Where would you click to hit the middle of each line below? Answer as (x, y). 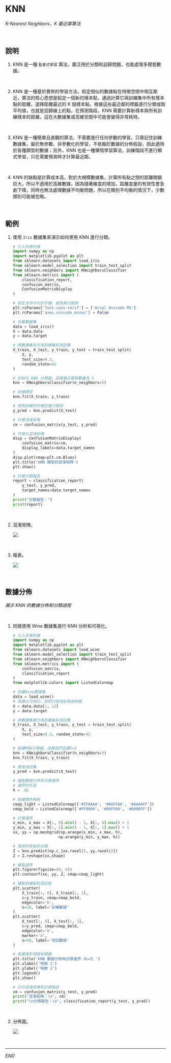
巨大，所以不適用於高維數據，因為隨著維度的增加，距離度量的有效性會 (86, 183)
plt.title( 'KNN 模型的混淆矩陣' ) (45, 462)
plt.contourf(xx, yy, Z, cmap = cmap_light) (58, 874)
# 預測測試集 (24, 767)
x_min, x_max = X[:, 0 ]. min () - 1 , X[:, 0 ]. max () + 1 (71, 823)
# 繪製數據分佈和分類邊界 (36, 781)
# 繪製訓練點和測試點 (32, 884)
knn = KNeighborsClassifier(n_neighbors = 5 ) (60, 383)
